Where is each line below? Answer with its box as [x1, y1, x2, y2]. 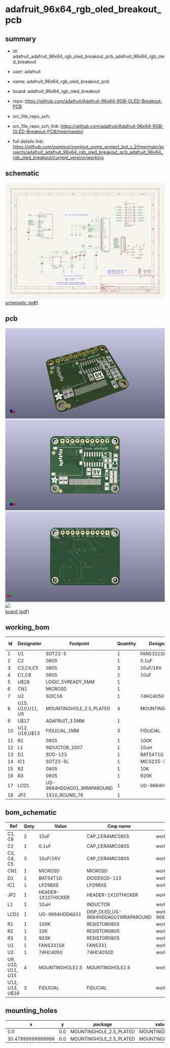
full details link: [12, 138, 45, 144]
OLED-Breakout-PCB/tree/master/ [12, 128, 83, 134]
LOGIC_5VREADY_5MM [46, 679, 95, 685]
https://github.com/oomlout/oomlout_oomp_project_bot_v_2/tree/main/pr [12, 144, 164, 150]
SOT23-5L [46, 758, 69, 764]
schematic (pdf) [5, 300, 39, 306]
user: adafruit [12, 68, 41, 75]
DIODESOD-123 [87, 875, 121, 881]
